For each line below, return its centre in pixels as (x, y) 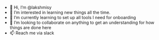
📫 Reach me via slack (32, 33)
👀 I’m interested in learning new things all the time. (60, 12)
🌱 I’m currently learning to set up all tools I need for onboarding (73, 17)
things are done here (31, 28)
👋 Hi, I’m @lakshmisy (31, 7)
